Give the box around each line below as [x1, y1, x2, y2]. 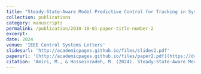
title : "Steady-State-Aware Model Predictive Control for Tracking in [6, 8, 186, 15]
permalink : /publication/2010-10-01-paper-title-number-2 [6, 25, 154, 32]
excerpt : [6, 31, 28, 37]
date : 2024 [6, 36, 33, 42]
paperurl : [6, 53, 31, 59]
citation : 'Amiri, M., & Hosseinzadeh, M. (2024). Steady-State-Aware [6, 58, 186, 64]
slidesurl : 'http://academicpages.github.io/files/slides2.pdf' [6, 48, 170, 54]
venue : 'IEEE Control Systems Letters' [6, 42, 106, 48]
